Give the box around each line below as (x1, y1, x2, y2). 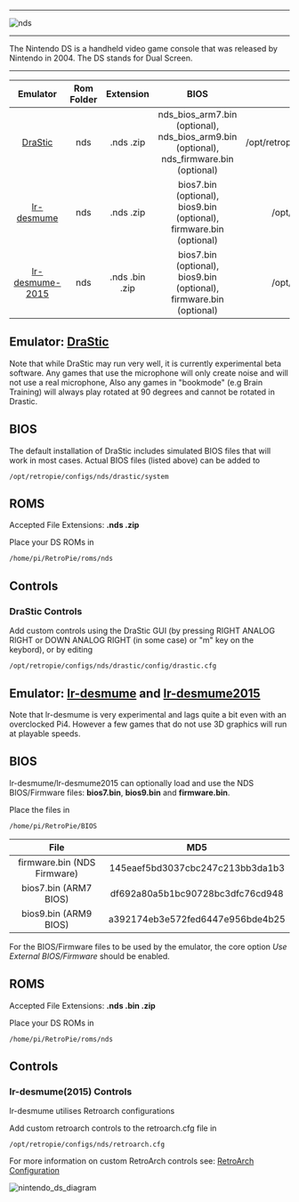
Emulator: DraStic (9, 335, 109, 350)
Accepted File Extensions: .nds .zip (9, 520, 140, 531)
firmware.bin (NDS (17, 856, 96, 868)
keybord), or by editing (9, 645, 93, 655)
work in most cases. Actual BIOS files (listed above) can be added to (9, 455, 261, 466)
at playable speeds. (9, 727, 82, 739)
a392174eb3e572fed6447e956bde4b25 (108, 913, 286, 925)
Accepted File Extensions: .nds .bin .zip (9, 1000, 156, 1011)
